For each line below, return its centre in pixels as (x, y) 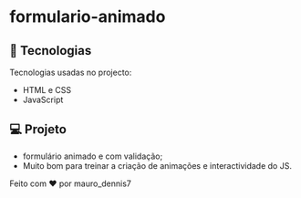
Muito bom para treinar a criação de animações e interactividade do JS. (157, 165)
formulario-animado (88, 17)
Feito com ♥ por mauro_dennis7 (71, 183)
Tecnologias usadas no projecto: (71, 72)
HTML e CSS (47, 90)
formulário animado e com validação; (93, 156)
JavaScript (43, 99)
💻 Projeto (38, 130)
